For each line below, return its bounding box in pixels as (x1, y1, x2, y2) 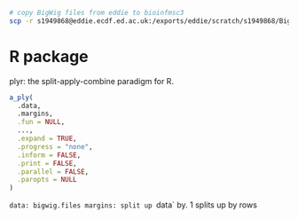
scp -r (9, 16, 34, 26)
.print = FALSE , (17, 159, 77, 168)
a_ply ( (9, 93, 34, 102)
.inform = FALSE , (17, 151, 82, 160)
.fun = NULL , (17, 118, 66, 127)
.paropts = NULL (17, 176, 77, 184)
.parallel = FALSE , (17, 167, 90, 176)
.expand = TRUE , (17, 134, 77, 144)
